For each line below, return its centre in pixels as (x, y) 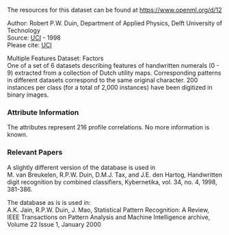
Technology (24, 30)
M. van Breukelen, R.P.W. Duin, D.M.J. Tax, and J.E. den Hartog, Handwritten (115, 175)
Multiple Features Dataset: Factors (55, 58)
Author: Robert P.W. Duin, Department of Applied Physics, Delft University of (115, 23)
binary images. (28, 95)
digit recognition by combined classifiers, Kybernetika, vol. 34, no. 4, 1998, (112, 182)
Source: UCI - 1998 (34, 38)
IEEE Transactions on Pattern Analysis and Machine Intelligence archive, (109, 217)
